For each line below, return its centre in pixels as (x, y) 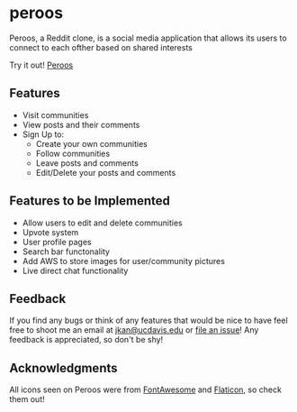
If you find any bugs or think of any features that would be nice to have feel (148, 320)
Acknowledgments (64, 368)
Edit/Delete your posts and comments (106, 172)
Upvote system (50, 232)
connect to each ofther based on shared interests (101, 47)
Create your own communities (92, 143)
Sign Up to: (43, 134)
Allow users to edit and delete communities (102, 223)
